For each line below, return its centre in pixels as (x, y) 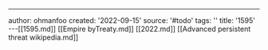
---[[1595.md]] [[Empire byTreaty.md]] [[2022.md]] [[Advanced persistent (130, 29)
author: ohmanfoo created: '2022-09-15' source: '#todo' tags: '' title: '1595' (132, 20)
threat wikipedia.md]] (43, 37)
